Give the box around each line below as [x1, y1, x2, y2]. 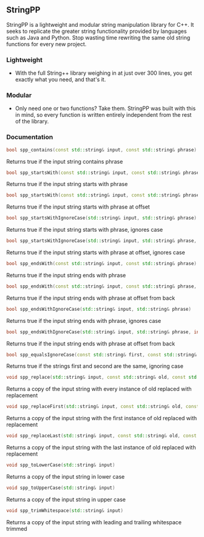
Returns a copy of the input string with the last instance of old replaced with [6, 444, 196, 451]
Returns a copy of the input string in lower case [6, 473, 125, 480]
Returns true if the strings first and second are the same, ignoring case [6, 362, 184, 370]
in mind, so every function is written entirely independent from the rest [15, 111, 192, 119]
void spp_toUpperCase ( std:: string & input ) [6, 485, 115, 491]
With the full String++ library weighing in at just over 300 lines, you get [15, 69, 192, 77]
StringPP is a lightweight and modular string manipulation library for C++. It [6, 21, 194, 28]
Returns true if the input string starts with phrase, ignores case [6, 226, 163, 234]
